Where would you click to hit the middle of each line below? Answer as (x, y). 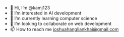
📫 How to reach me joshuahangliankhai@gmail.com (64, 29)
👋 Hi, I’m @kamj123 (30, 8)
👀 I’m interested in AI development (46, 13)
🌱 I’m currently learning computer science (53, 18)
